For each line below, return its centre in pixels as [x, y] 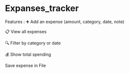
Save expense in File [26, 65]
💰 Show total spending [28, 54]
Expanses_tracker [42, 8]
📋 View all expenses [26, 31]
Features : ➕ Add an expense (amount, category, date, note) [65, 22]
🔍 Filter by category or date [33, 43]
